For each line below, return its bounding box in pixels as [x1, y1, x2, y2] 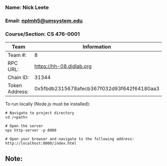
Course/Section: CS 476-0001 [5, 30, 80, 37]
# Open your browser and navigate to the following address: [5, 137, 135, 142]
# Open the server [5, 123, 43, 129]
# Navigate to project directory [5, 111, 75, 115]
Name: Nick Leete [5, 4, 49, 11]
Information [83, 44, 111, 51]
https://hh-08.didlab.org [34, 63, 92, 70]
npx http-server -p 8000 [5, 128, 57, 133]
